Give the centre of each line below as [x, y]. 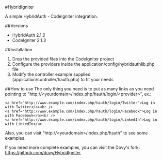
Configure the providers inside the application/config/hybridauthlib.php [83, 64]
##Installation [19, 50]
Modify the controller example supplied [51, 74]
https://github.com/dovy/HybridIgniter [43, 153]
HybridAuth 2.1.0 [29, 35]
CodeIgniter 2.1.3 [29, 40]
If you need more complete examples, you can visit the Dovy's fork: [73, 147]
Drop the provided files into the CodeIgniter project [63, 59]
